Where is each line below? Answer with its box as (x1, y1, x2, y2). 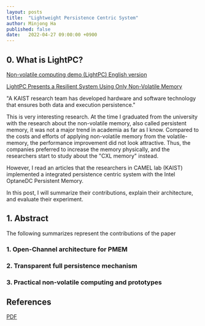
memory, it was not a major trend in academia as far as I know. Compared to (6, 126, 199, 133)
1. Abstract (6, 213, 49, 224)
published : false (6, 26, 51, 33)
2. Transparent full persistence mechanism (6, 262, 138, 270)
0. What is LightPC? (6, 55, 83, 65)
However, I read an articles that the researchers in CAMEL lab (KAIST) (6, 164, 183, 171)
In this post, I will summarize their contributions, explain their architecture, (6, 188, 193, 196)
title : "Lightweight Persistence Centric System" (6, 15, 139, 21)
